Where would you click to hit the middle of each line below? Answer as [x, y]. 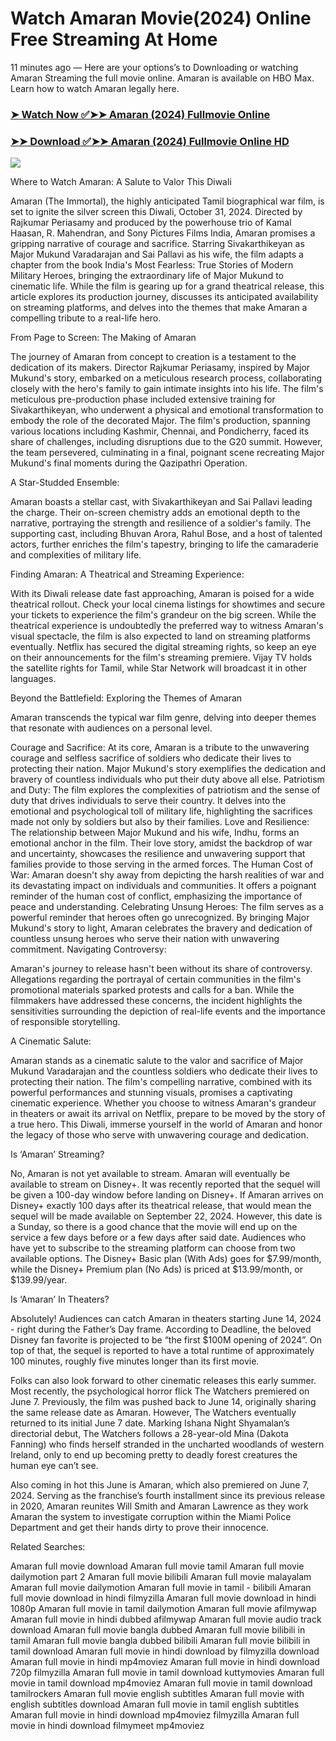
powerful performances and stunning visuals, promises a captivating [151, 1093]
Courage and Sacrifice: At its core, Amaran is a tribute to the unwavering [160, 748]
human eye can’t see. [54, 1466]
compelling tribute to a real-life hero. [86, 318]
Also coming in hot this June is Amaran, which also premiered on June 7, [160, 1485]
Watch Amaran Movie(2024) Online [161, 18]
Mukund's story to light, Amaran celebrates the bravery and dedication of [161, 928]
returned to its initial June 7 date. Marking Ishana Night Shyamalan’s [150, 1423]
